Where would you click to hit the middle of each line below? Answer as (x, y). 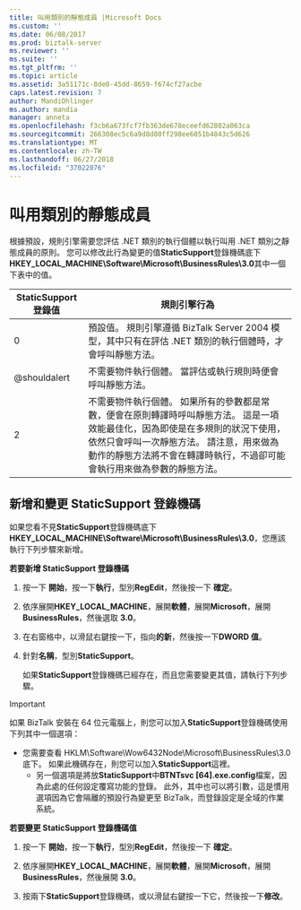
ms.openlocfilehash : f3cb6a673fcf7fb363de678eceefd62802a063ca (130, 126)
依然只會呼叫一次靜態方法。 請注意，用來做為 (184, 442)
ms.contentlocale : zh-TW (56, 151)
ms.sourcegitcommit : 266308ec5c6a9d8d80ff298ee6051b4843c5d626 (130, 134)
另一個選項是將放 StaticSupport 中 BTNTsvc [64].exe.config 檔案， (157, 776)
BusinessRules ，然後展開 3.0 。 (82, 877)
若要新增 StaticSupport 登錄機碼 (69, 568)
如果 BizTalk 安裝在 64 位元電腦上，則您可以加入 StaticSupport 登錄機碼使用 (149, 723)
